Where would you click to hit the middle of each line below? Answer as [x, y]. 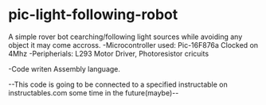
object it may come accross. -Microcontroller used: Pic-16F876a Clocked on [133, 45]
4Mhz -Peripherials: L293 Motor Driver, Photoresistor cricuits [109, 53]
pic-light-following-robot [93, 15]
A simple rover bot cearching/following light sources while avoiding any [125, 37]
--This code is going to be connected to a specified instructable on [118, 84]
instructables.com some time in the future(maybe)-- [94, 92]
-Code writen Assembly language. [65, 68]
